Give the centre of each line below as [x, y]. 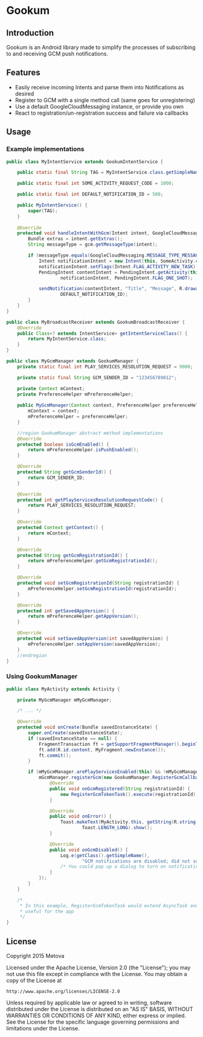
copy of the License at [34, 980]
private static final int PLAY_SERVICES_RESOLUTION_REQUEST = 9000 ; [105, 367]
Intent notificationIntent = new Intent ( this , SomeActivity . [117, 261]
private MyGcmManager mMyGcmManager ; [65, 700]
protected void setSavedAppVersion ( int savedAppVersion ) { [93, 638]
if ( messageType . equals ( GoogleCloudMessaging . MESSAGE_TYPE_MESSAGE [114, 255]
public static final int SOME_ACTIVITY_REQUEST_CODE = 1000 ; [95, 184]
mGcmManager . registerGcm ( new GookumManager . [95, 778]
